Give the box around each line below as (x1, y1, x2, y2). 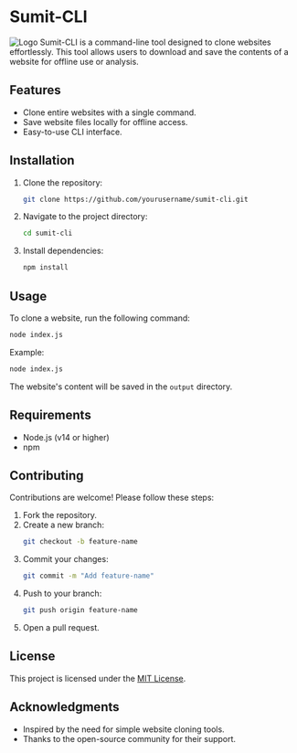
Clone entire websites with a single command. (22, 107, 196, 118)
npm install (22, 263, 69, 272)
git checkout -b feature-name (22, 537, 139, 546)
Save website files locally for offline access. (22, 116, 188, 127)
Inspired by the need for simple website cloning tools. (22, 724, 226, 735)
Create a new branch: (22, 519, 105, 531)
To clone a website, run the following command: (9, 313, 190, 323)
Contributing (9, 468, 84, 483)
